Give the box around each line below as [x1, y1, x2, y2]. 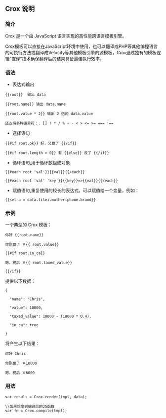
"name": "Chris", [9, 297, 45, 302]
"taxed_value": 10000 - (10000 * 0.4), [9, 314, 92, 319]
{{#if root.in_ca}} [5, 251, 45, 256]
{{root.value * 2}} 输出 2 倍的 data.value [5, 111, 93, 116]
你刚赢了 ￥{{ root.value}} [5, 242, 59, 247]
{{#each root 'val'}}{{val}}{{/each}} [5, 169, 85, 174]
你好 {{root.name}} [5, 232, 44, 238]
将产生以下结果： [5, 341, 40, 346]
